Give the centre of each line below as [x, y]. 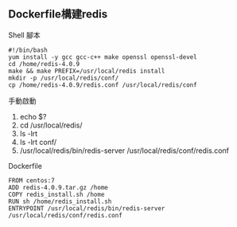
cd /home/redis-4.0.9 [44, 64]
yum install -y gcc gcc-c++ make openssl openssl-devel [103, 57]
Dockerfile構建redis [58, 14]
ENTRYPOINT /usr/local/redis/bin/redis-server [87, 208]
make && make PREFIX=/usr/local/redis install [87, 71]
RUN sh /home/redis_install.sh [60, 202]
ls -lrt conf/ [38, 142]
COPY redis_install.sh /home [56, 194]
